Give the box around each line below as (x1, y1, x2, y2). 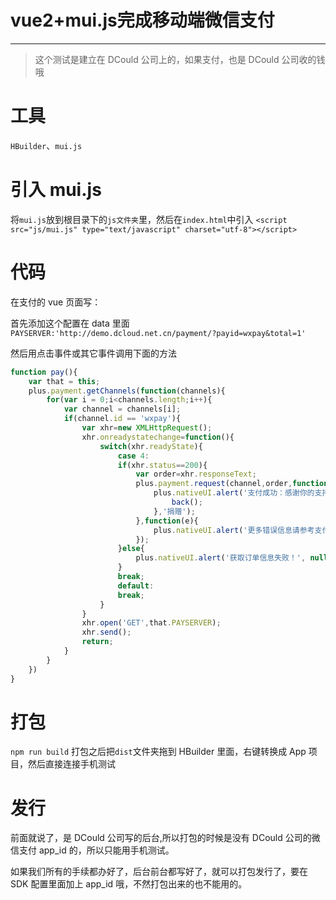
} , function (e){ (135, 516, 199, 526)
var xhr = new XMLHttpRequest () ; (81, 423, 213, 433)
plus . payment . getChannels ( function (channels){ (28, 386, 226, 396)
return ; (81, 637, 114, 647)
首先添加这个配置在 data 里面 (10, 317, 130, 329)
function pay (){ (10, 367, 78, 377)
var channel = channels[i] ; (63, 404, 182, 415)
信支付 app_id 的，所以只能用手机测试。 (10, 844, 175, 856)
